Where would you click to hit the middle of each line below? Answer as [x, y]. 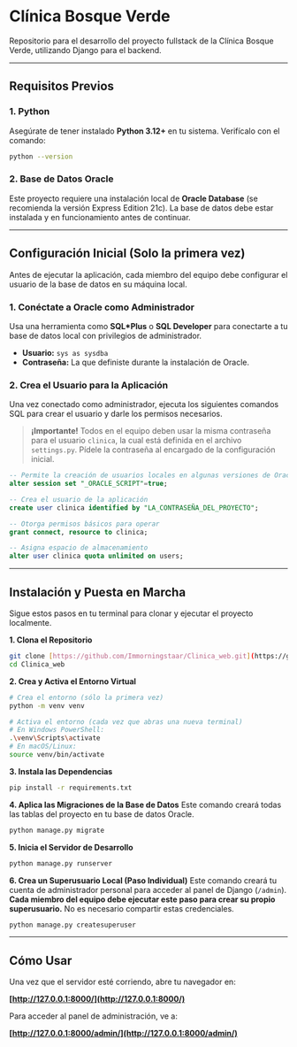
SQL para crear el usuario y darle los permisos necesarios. [116, 414]
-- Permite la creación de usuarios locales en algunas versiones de [140, 475]
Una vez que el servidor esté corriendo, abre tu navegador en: [122, 982]
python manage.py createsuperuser [73, 925]
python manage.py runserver [61, 863]
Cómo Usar [41, 961]
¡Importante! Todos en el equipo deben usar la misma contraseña [151, 431]
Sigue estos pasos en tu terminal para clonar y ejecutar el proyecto [131, 613]
